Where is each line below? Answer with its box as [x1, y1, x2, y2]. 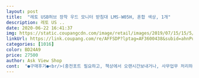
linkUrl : [6, 36, 28, 42]
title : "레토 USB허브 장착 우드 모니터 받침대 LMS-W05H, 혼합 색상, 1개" [6, 14, 171, 20]
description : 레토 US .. [6, 19, 65, 25]
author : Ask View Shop [6, 57, 62, 63]
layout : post [6, 8, 38, 15]
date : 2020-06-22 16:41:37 [6, 25, 73, 31]
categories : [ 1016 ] [6, 42, 54, 48]
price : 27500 [6, 52, 38, 58]
